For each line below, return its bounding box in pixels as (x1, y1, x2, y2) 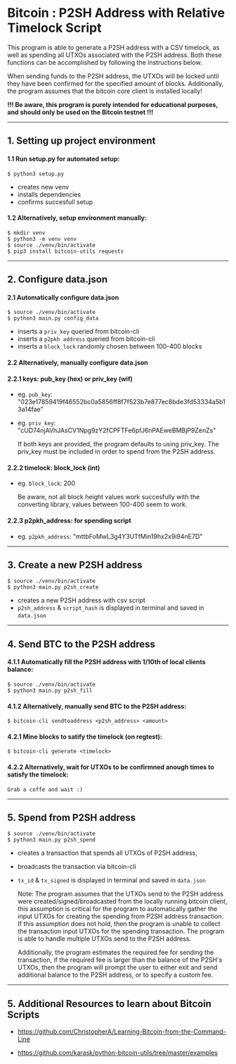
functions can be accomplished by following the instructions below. (7, 58, 202, 66)
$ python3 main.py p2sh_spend (7, 837, 96, 844)
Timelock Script (7, 20, 102, 36)
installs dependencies (17, 190, 81, 199)
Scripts (7, 1008, 40, 1020)
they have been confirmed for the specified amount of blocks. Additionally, (7, 79, 224, 87)
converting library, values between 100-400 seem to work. (17, 500, 188, 508)
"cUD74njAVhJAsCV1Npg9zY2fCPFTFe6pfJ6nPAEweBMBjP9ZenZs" (17, 426, 216, 434)
